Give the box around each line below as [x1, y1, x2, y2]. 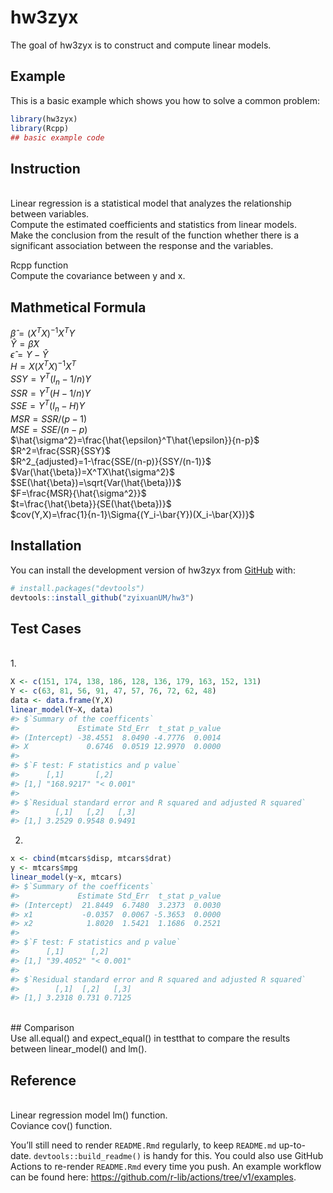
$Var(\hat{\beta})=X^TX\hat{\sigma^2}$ [10, 466, 175, 478]
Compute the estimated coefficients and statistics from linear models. [10, 219, 297, 231]
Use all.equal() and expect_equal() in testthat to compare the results [10, 1032, 291, 1045]
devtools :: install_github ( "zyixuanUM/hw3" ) [10, 592, 195, 603]
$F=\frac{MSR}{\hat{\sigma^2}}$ [10, 487, 147, 499]
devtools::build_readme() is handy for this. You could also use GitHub [33, 1150, 324, 1162]
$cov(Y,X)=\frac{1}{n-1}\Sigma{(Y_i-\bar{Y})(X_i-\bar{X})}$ [10, 508, 255, 520]
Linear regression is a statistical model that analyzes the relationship [10, 197, 292, 210]
